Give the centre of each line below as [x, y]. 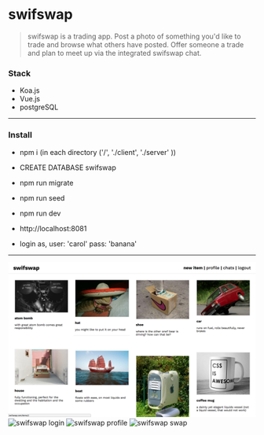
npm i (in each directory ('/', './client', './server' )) [98, 152]
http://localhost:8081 [53, 228]
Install [20, 135]
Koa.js [29, 90]
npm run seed [42, 197]
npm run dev [40, 213]
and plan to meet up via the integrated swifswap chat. [114, 53]
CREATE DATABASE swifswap [68, 168]
